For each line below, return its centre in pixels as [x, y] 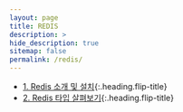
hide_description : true [54, 43]
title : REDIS [34, 26]
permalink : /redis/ [46, 60]
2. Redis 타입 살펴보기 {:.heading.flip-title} [98, 98]
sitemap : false [38, 51]
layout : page [34, 18]
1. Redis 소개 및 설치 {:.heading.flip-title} [95, 86]
